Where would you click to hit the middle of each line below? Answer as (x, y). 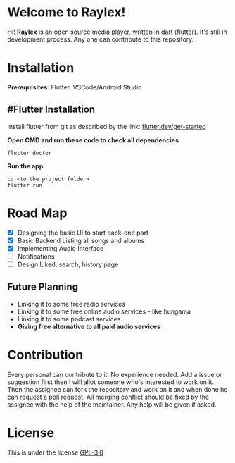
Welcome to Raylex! (66, 12)
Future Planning (43, 287)
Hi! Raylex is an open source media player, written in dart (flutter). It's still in (117, 32)
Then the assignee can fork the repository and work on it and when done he (118, 389)
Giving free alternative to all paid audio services (89, 326)
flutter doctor (30, 153)
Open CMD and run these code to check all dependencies (93, 140)
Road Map (38, 213)
